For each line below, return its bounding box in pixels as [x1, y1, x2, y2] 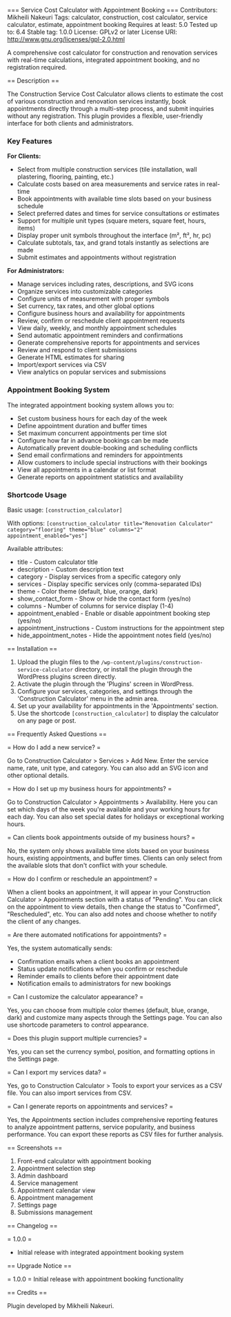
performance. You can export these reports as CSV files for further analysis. [7, 1130, 224, 1138]
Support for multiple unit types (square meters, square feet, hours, [17, 217, 206, 225]
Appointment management [17, 1193, 93, 1202]
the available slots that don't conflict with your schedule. [7, 861, 168, 869]
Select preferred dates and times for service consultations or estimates [17, 210, 220, 218]
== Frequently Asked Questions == [7, 730, 107, 738]
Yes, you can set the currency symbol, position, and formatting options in [7, 1047, 215, 1056]
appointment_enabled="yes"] [7, 532, 88, 539]
